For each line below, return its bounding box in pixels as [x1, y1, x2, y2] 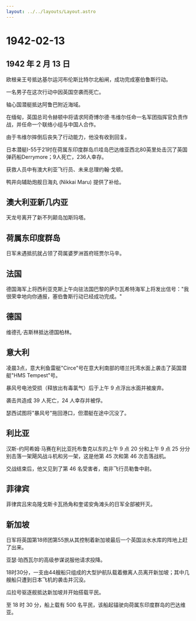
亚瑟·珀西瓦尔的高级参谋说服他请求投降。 [6, 556, 106, 564]
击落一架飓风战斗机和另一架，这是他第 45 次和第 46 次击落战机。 [11, 452, 170, 459]
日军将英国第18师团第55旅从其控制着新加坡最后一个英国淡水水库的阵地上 [6, 537, 182, 544]
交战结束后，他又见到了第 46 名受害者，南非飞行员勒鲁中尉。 [6, 465, 155, 472]
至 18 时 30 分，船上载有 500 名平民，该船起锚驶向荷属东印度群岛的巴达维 [6, 602, 186, 609]
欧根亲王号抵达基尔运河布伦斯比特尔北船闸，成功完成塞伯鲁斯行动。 [6, 76, 171, 83]
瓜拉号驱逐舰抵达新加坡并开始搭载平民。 [6, 589, 104, 596]
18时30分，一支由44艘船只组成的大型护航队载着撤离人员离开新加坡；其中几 [6, 569, 190, 576]
